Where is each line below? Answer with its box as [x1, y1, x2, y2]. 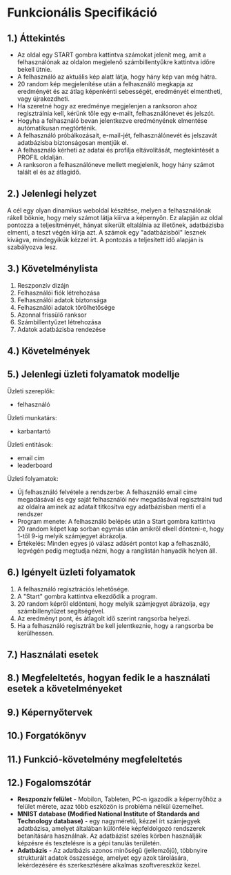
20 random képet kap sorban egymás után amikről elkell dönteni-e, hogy [17, 524, 224, 533]
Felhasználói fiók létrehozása [17, 288, 100, 297]
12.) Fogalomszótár [7, 776, 92, 788]
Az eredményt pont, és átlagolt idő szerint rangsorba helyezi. [17, 614, 191, 622]
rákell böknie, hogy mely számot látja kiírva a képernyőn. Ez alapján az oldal [7, 213, 223, 222]
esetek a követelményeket [7, 683, 123, 695]
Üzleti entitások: [7, 440, 54, 449]
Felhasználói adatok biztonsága [17, 295, 107, 304]
